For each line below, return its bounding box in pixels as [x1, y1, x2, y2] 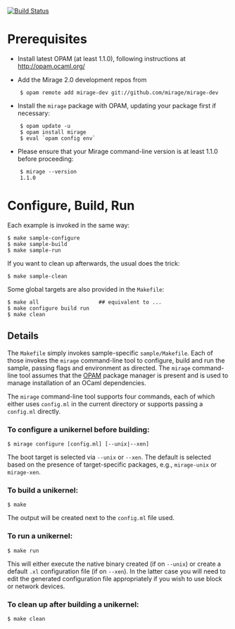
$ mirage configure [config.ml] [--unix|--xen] [7, 440, 150, 448]
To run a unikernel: [7, 531, 73, 541]
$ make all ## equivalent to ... [7, 299, 162, 306]
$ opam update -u [20, 122, 71, 129]
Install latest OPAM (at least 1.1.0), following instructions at [17, 54, 186, 63]
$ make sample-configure [7, 234, 80, 242]
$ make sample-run [7, 247, 61, 254]
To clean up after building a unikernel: [7, 599, 139, 609]
